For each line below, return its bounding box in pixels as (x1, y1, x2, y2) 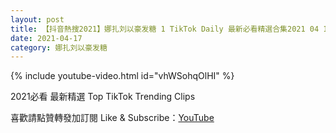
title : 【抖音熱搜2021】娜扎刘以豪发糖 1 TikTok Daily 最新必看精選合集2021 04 (10, 24, 320, 34)
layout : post (10, 14, 65, 25)
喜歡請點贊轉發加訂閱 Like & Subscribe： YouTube (10, 112, 215, 124)
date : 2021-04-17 (10, 33, 83, 43)
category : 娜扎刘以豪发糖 (10, 42, 108, 53)
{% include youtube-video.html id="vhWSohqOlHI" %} (10, 70, 235, 82)
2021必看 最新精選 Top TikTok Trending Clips (10, 91, 196, 103)
